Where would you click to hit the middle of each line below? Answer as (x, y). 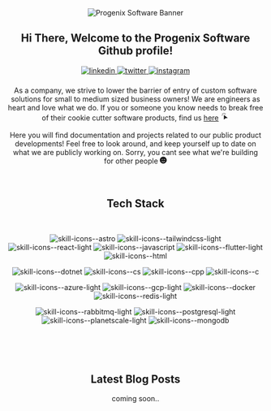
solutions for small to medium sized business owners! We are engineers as (135, 99)
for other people (131, 161)
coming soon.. (135, 399)
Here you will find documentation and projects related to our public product (135, 135)
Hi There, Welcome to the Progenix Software (135, 39)
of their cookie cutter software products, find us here (130, 118)
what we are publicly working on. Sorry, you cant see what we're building (135, 152)
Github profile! (135, 51)
